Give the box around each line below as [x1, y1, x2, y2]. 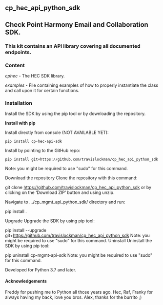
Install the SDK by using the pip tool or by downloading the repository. [5, 111, 146, 116]
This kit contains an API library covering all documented [5, 42, 141, 49]
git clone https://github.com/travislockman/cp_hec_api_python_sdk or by [5, 185, 152, 191]
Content [5, 62, 25, 69]
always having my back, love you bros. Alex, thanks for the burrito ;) [5, 294, 142, 300]
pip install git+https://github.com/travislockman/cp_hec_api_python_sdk [5, 157, 159, 162]
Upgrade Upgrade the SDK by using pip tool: [5, 218, 95, 224]
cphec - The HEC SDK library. [5, 73, 65, 78]
